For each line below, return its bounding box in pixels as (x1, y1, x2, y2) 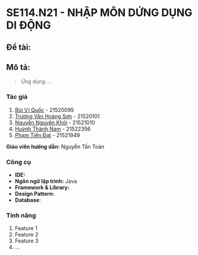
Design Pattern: (14, 190, 55, 197)
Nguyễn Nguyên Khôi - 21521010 (14, 119, 95, 126)
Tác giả (6, 93, 28, 101)
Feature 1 (14, 225, 37, 232)
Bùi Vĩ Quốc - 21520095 (14, 106, 74, 113)
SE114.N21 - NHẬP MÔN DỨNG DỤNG (6, 6, 193, 20)
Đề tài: (6, 42, 32, 52)
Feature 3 (14, 237, 39, 244)
